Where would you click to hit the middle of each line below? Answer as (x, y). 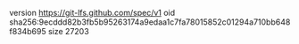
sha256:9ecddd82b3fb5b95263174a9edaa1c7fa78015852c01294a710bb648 (150, 22)
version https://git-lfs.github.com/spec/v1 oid (92, 13)
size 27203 (68, 31)
